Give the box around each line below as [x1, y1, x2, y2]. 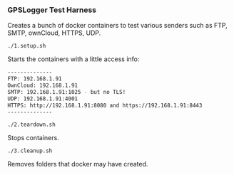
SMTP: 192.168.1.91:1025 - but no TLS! [7, 88, 126, 95]
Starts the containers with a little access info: [7, 55, 140, 63]
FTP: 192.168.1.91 [7, 75, 62, 83]
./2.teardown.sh [7, 121, 56, 129]
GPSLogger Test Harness [7, 5, 96, 15]
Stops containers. [7, 134, 59, 142]
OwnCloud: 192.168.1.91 [7, 82, 78, 90]
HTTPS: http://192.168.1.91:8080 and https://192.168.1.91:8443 [7, 102, 203, 109]
